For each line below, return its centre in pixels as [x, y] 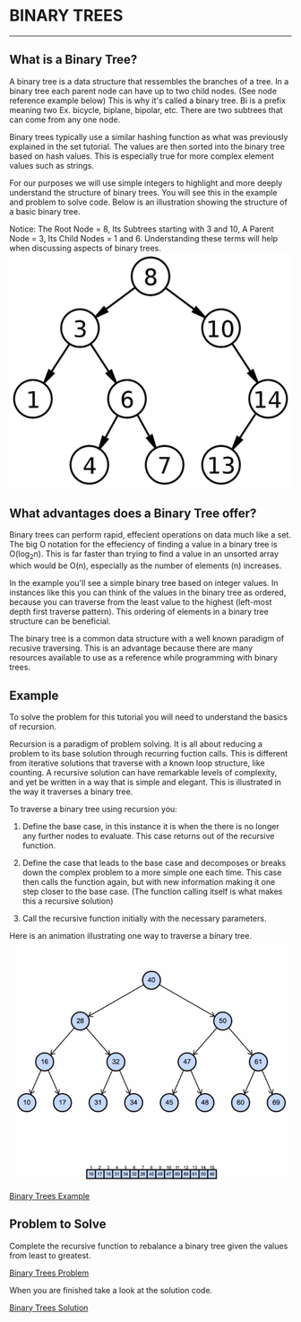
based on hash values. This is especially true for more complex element [142, 156]
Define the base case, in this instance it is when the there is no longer [150, 826]
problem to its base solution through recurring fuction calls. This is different [149, 753]
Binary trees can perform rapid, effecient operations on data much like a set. [150, 535]
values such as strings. [52, 165]
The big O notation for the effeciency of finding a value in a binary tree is [143, 545]
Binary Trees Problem [49, 1273]
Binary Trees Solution [49, 1308]
